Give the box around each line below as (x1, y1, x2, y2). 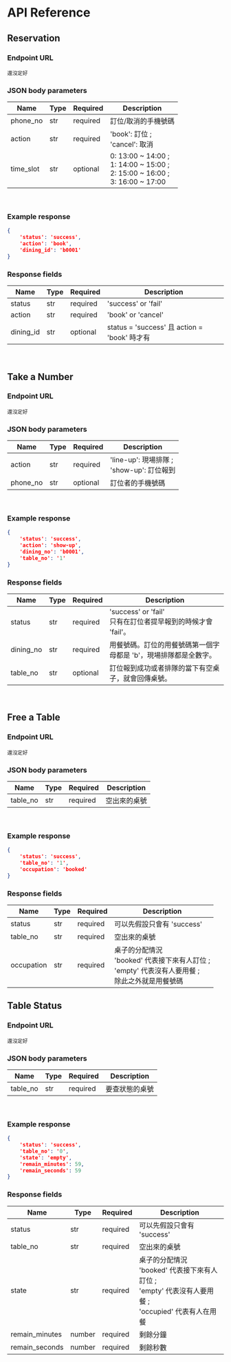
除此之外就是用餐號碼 (114, 976, 184, 985)
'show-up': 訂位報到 (109, 465, 176, 475)
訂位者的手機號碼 (109, 479, 166, 488)
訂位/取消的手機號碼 (109, 116, 175, 126)
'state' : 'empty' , (19, 1154, 72, 1161)
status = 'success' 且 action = (107, 322, 203, 332)
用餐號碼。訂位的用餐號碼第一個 (109, 640, 213, 649)
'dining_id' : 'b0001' (19, 247, 81, 254)
